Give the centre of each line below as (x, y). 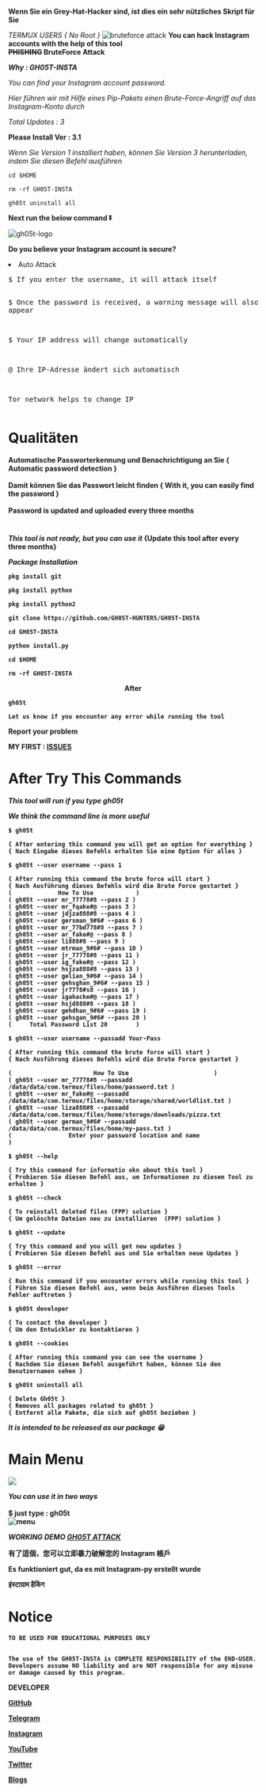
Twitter (21, 1764)
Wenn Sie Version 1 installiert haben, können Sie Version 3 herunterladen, (128, 153)
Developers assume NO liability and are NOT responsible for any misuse (131, 1666)
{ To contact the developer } (58, 1323)
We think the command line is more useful (79, 816)
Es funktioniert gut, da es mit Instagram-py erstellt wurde (105, 1569)
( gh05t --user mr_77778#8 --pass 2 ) (72, 900)
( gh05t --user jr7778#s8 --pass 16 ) (72, 990)
